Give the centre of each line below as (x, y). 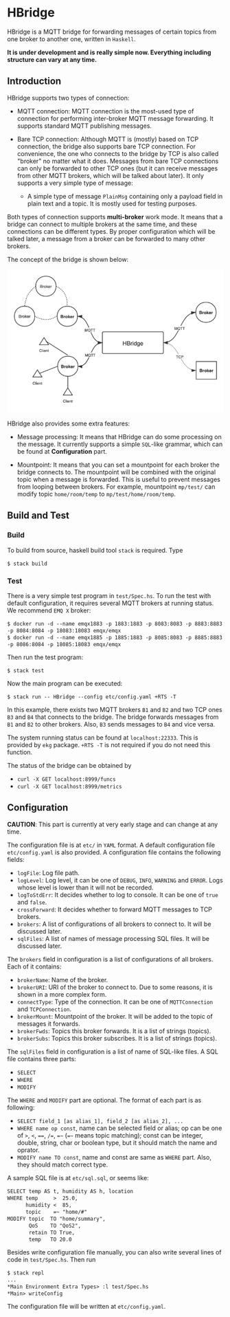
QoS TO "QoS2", (55, 1226)
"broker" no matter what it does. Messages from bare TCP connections (118, 161)
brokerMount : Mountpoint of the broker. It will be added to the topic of (115, 1016)
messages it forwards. (48, 1023)
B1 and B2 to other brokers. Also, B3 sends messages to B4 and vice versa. (111, 724)
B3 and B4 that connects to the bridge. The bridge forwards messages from (113, 717)
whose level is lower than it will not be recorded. (85, 887)
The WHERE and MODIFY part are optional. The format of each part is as (104, 1100)
